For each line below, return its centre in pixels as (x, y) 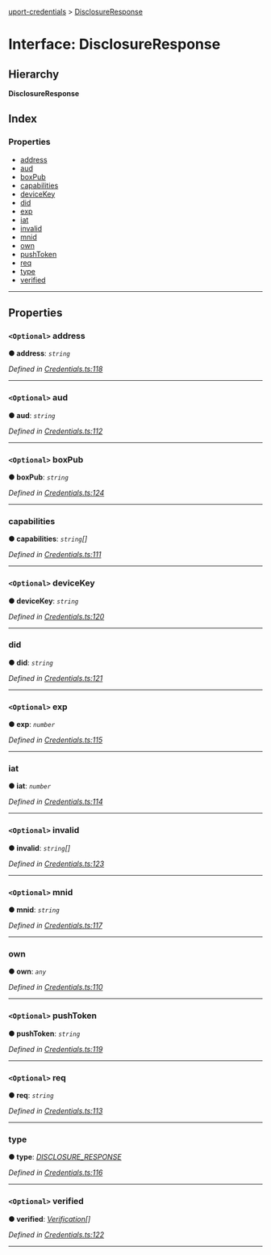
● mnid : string (34, 910)
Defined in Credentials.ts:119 (56, 1049)
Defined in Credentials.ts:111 (55, 555)
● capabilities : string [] (48, 539)
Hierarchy (34, 74)
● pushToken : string (44, 1033)
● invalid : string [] (40, 847)
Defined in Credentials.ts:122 (56, 1234)
